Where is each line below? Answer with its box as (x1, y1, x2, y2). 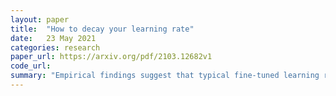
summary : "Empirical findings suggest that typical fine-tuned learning (10, 71, 320, 81)
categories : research (10, 42, 101, 53)
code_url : (10, 61, 52, 71)
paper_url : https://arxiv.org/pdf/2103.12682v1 (10, 52, 213, 62)
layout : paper (10, 14, 70, 25)
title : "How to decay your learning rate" (10, 24, 195, 34)
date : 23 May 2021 (10, 33, 97, 43)
